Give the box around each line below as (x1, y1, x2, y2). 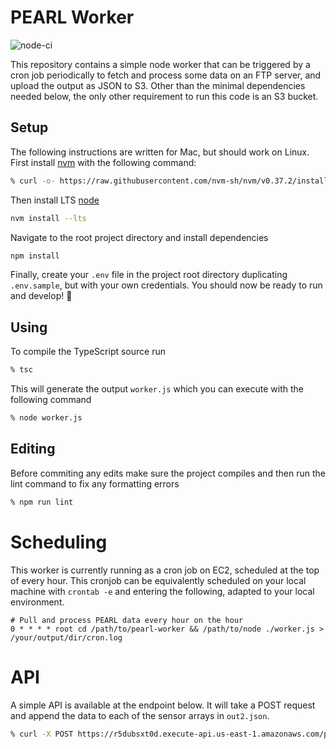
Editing (10, 441, 56, 458)
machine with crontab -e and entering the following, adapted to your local (10, 585, 315, 597)
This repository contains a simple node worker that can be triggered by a (10, 58, 311, 70)
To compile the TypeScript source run (10, 346, 166, 358)
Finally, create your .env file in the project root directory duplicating (10, 269, 288, 281)
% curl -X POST (10, 729, 74, 739)
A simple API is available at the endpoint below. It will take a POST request (10, 699, 316, 711)
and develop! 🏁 (10, 290, 73, 302)
